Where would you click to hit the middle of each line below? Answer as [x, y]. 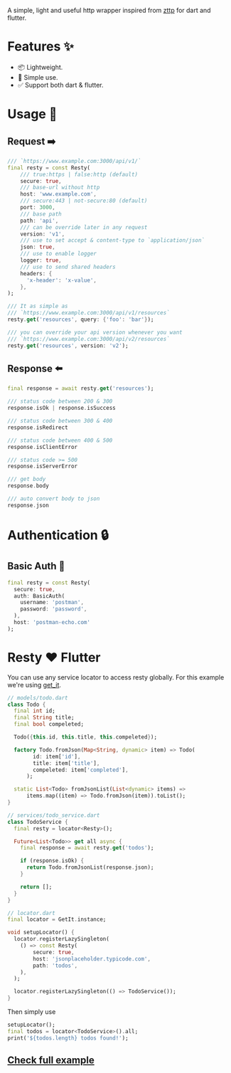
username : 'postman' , [52, 603]
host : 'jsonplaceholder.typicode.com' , [92, 959]
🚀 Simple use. [38, 77]
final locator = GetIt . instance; [57, 920]
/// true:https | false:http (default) [79, 174]
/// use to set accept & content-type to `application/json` [112, 240]
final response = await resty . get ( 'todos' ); [87, 848]
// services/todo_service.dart [54, 815]
